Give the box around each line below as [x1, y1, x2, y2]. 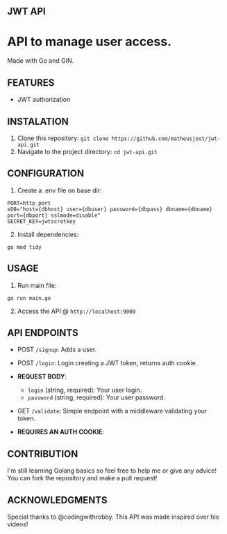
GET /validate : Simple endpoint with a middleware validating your [17, 407, 208, 415]
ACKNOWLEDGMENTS [7, 494, 108, 506]
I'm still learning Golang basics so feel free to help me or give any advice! [7, 466, 217, 475]
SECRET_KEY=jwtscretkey [7, 218, 76, 225]
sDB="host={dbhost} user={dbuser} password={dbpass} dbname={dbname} [7, 206, 213, 213]
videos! [7, 520, 28, 528]
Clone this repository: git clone [17, 134, 109, 142]
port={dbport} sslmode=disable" [7, 212, 101, 219]
